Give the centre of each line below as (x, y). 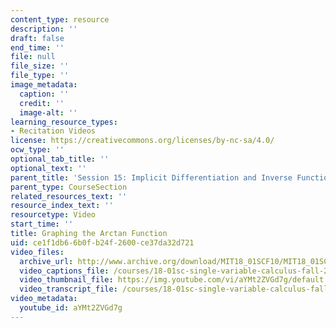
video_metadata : (44, 299)
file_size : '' (40, 66)
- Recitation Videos (53, 131)
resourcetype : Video (53, 215)
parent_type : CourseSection (69, 187)
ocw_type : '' (37, 150)
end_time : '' (37, 47)
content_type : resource (60, 19)
